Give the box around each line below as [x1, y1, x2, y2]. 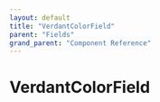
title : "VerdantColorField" [9, 22, 116, 31]
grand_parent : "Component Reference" [9, 38, 152, 48]
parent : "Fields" [9, 30, 75, 39]
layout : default [9, 13, 71, 23]
